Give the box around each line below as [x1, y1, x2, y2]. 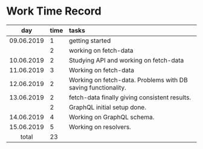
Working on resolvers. [68, 122, 132, 131]
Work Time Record [6, 4, 101, 18]
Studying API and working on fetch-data [68, 56, 184, 64]
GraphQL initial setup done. [68, 103, 147, 111]
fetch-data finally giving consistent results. [68, 93, 192, 101]
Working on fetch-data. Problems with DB [68, 76, 188, 84]
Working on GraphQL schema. [68, 113, 155, 121]
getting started [68, 36, 111, 45]
